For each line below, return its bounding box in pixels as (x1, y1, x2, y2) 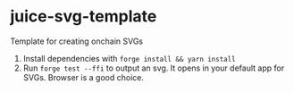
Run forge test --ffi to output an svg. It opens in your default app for (22, 63, 285, 73)
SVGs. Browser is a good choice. (22, 71, 144, 82)
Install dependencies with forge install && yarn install (22, 53, 236, 63)
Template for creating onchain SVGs (10, 36, 144, 46)
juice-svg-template (10, 6, 157, 27)
